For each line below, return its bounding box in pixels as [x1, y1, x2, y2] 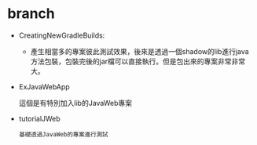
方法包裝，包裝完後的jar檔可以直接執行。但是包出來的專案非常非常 [30, 56, 246, 66]
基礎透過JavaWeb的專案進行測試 [18, 130, 108, 138]
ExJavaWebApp [18, 82, 70, 91]
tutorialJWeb [18, 114, 61, 123]
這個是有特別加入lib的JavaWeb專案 [18, 98, 133, 107]
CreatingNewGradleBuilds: [18, 31, 105, 40]
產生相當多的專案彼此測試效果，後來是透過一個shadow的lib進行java [30, 46, 249, 56]
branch [7, 5, 56, 23]
